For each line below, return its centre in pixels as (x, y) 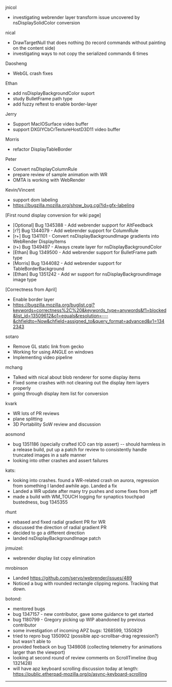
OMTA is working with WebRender (49, 180)
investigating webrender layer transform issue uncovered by (76, 17)
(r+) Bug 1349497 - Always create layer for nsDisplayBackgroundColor (87, 247)
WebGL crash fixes (33, 73)
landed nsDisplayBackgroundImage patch (57, 538)
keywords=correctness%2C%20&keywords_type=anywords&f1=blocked (90, 310)
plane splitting (28, 419)
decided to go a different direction (49, 533)
